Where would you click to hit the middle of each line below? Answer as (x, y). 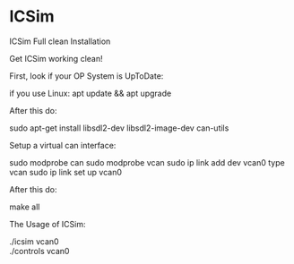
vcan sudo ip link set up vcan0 (66, 172)
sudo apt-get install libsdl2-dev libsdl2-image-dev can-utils (119, 128)
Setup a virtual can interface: (63, 145)
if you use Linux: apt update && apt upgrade (91, 93)
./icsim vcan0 (35, 241)
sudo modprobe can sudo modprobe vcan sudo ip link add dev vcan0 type (147, 162)
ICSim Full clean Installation (60, 41)
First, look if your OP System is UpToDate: (86, 76)
